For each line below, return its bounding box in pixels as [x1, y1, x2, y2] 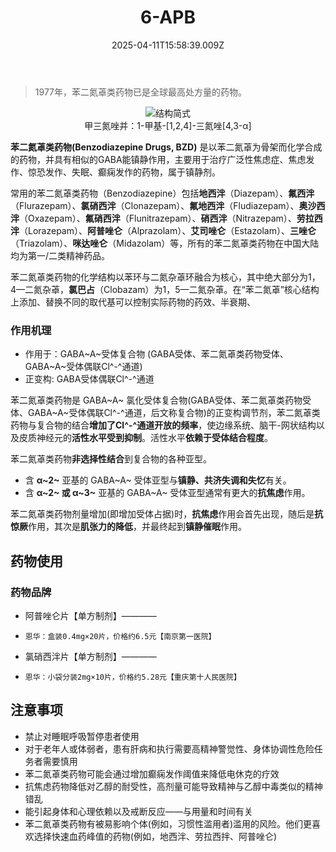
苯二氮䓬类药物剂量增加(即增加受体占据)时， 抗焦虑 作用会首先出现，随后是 [10, 508, 315, 520]
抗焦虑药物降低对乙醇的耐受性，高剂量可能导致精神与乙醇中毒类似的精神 [24, 780, 323, 792]
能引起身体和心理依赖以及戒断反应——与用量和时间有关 [24, 805, 253, 817]
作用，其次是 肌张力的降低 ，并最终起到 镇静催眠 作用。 [28, 521, 247, 533]
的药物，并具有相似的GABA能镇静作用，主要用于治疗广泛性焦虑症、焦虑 [10, 153, 307, 165]
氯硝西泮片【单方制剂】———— [24, 650, 157, 662]
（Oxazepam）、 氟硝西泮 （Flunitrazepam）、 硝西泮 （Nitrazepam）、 [19, 212, 297, 224]
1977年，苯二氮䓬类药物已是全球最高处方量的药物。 [34, 86, 248, 98]
